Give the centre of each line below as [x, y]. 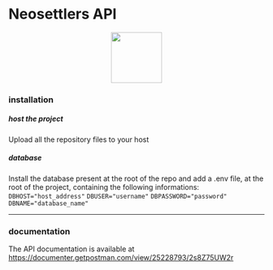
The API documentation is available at [71, 249]
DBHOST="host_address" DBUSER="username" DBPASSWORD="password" [118, 196]
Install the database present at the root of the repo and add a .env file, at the [136, 178]
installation [31, 100]
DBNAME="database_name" [49, 204]
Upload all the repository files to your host [79, 139]
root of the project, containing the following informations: [104, 186]
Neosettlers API [63, 14]
